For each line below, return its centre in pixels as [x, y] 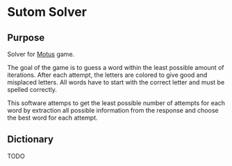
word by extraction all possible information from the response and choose [113, 110]
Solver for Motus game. [41, 54]
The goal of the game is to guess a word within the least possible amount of [116, 67]
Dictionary [31, 139]
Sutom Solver [47, 12]
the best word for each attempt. [52, 118]
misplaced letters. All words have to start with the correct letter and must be [116, 82]
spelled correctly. [32, 90]
